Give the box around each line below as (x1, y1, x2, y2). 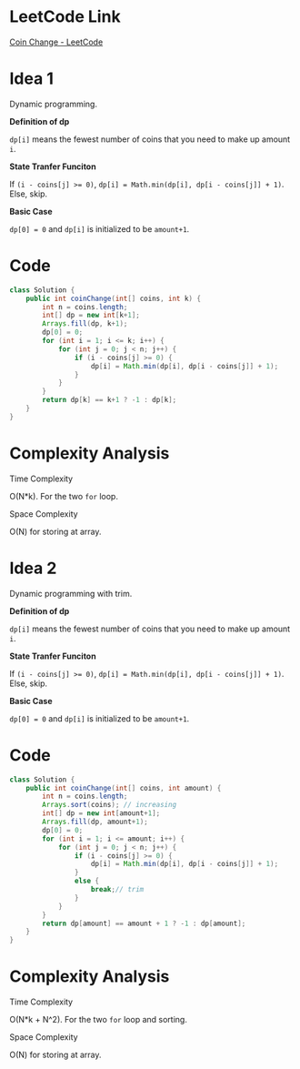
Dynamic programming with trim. (9, 588, 133, 599)
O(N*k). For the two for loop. (9, 490, 118, 501)
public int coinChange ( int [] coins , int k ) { (25, 294, 202, 303)
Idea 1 (9, 68, 55, 89)
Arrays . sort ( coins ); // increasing (42, 801, 177, 810)
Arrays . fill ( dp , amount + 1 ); (42, 817, 148, 826)
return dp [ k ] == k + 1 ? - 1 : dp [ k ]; (42, 396, 177, 405)
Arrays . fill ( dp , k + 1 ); (42, 319, 128, 328)
